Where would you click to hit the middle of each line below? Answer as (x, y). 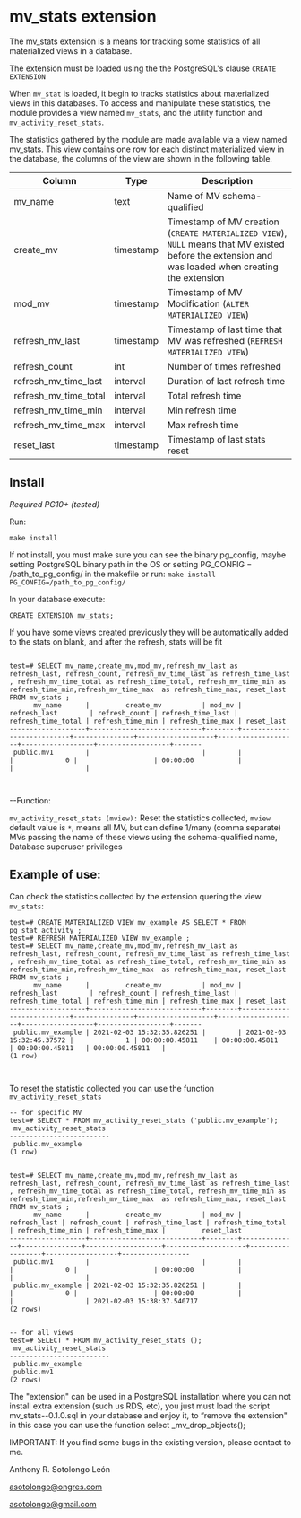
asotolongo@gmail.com (53, 1504)
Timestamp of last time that (224, 329)
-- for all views (42, 1332)
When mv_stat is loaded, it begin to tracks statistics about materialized (139, 93)
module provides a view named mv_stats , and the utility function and (136, 112)
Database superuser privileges (66, 847)
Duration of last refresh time (226, 381)
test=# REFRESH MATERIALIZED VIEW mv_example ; (100, 938)
